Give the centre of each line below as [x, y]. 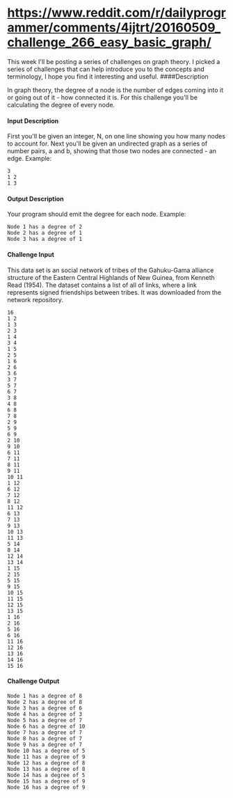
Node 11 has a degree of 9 [46, 757]
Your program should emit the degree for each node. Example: [97, 214]
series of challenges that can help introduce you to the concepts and [106, 69]
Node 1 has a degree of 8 [45, 696]
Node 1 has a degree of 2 [45, 227]
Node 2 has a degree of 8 [45, 702]
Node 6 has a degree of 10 [46, 726]
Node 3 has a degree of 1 [45, 239]
